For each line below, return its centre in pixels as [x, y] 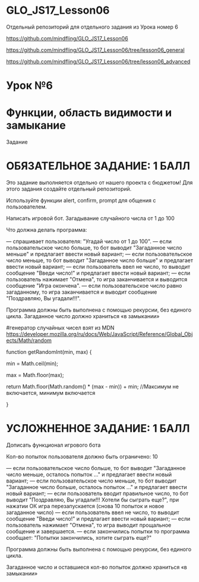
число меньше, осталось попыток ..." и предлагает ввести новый [89, 474]
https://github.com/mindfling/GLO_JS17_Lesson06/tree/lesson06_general [96, 50]
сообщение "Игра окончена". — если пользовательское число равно [94, 286]
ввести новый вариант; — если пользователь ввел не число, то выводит [98, 267]
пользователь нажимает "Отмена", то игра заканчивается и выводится [97, 279]
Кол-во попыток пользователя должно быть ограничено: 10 [82, 456]
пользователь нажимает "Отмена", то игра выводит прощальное [89, 525]
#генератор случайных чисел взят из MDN [60, 328]
